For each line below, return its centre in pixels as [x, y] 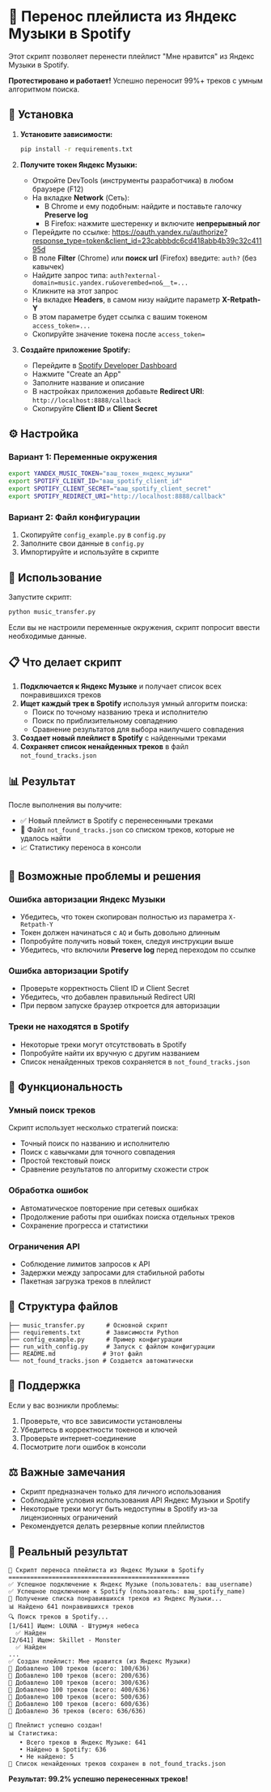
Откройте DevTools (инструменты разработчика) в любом [133, 180]
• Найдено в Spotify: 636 [63, 1750]
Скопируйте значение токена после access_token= [119, 334]
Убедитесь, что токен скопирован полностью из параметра [123, 917]
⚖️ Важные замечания [67, 1472]
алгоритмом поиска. [44, 89]
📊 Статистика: [33, 1734]
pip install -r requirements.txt [76, 149]
